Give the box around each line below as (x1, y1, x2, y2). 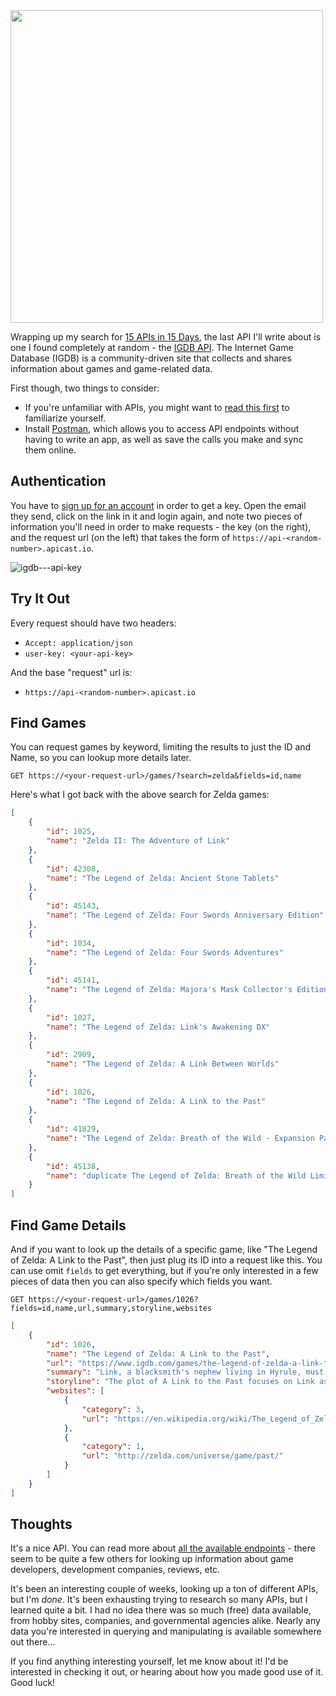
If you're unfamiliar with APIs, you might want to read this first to (24, 402, 290, 413)
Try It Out (10, 590, 71, 608)
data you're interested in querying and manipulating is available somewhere (10, 1625, 322, 1638)
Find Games (10, 715, 87, 732)
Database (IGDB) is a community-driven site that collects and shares (10, 352, 292, 364)
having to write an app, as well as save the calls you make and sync (24, 434, 304, 445)
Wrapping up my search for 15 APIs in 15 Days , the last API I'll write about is (10, 331, 322, 343)
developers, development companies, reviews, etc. (10, 1564, 221, 1576)
